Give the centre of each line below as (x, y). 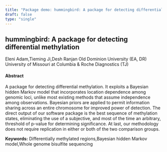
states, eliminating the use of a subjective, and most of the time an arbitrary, (83, 119)
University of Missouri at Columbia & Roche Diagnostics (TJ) (67, 64)
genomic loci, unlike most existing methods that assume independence (78, 97)
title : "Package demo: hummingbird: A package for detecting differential (84, 10)
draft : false (19, 14)
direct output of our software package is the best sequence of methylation (81, 113)
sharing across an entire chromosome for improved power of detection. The (83, 108)
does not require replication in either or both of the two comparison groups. (83, 129)
